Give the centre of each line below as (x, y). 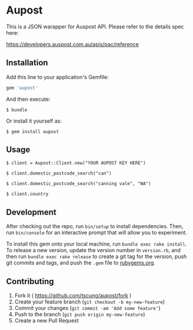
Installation (27, 63)
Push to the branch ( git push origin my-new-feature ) (80, 314)
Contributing (30, 281)
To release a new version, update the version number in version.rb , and (94, 250)
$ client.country (27, 194)
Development (31, 212)
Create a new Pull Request (47, 321)
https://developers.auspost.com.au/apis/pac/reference (73, 44)
